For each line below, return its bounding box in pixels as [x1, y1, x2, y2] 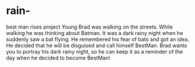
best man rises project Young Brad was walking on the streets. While [6, 23, 173, 30]
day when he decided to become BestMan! [6, 54, 111, 61]
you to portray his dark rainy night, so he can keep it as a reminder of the [6, 48, 183, 55]
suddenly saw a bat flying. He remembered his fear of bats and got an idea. [6, 36, 190, 43]
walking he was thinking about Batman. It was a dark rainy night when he [6, 29, 184, 36]
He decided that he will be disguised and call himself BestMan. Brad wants [6, 42, 187, 49]
